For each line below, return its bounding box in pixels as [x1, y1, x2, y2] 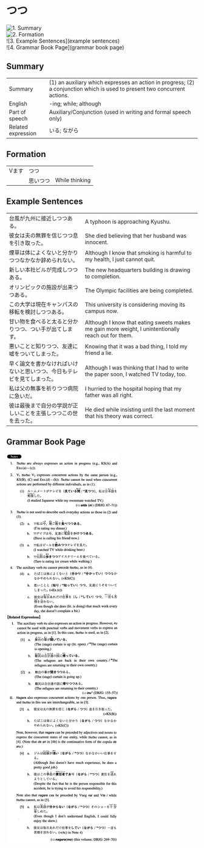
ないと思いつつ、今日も [8, 367, 68, 374]
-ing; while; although [49, 100, 101, 107]
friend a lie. [84, 349, 114, 357]
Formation [6, 149, 46, 159]
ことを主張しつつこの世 [19, 410, 78, 417]
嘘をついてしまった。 [8, 350, 63, 357]
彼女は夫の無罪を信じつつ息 [8, 231, 78, 239]
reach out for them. [84, 331, 133, 339]
